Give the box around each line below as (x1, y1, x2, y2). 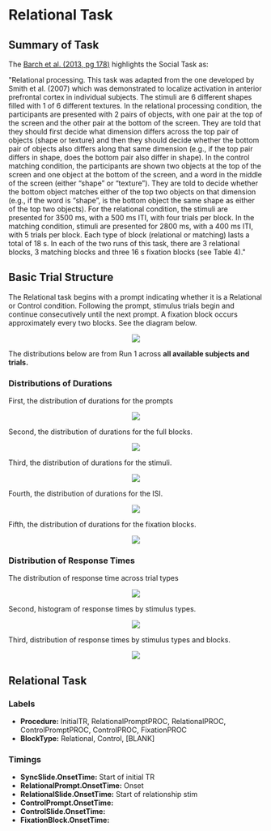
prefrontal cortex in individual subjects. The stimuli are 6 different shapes (8, 92, 252, 102)
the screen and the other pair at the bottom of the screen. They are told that (8, 118, 261, 127)
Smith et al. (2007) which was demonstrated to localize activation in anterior (8, 83, 263, 93)
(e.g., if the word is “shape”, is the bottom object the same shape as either (8, 196, 255, 205)
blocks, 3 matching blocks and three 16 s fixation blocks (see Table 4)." (8, 247, 247, 257)
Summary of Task (8, 38, 100, 52)
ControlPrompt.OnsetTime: (19, 798, 114, 808)
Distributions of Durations (8, 377, 112, 389)
